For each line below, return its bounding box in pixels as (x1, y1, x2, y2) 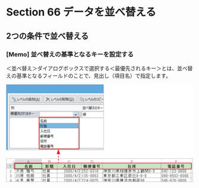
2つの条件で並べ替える (6, 31, 89, 41)
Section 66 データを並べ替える (6, 5, 156, 19)
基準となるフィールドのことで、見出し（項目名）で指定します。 (16, 72, 171, 79)
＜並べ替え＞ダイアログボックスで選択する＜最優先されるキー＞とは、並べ (6, 65, 188, 72)
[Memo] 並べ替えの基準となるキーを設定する (6, 50, 134, 58)
